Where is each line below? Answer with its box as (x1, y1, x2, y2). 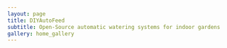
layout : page (7, 10, 46, 18)
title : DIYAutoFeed (7, 17, 65, 24)
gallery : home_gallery (7, 30, 74, 37)
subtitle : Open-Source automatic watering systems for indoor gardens (7, 23, 221, 30)
